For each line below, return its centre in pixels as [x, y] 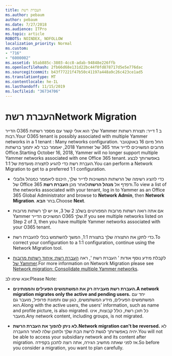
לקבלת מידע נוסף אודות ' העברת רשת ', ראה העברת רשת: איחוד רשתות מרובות [89, 258]
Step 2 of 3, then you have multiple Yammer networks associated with [87, 222]
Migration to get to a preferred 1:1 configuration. [56, 169]
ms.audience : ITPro [26, 29]
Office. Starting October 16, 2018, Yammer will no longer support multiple [82, 153]
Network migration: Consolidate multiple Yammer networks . [76, 269]
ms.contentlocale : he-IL [32, 82]
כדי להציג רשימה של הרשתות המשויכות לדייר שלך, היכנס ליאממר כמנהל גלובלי [88, 179]
